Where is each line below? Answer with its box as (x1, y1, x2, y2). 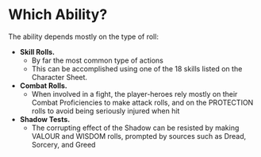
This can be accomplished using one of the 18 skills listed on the (31, 63, 243, 73)
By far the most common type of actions (31, 56, 164, 65)
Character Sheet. (31, 72, 88, 82)
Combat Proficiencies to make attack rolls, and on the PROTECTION (31, 98, 254, 107)
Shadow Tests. (19, 114, 71, 124)
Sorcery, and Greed (31, 140, 96, 149)
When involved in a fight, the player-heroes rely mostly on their (31, 89, 238, 98)
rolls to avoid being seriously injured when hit (31, 105, 180, 116)
